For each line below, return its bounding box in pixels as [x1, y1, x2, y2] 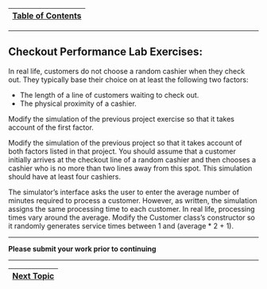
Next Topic [12, 270, 55, 281]
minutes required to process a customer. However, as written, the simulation [8, 195, 257, 205]
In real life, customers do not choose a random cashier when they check [8, 66, 245, 76]
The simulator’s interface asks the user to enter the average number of [8, 187, 240, 197]
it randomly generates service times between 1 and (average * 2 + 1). [8, 221, 234, 230]
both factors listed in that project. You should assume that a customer [8, 146, 237, 156]
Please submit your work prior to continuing [8, 244, 157, 253]
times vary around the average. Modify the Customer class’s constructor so [8, 213, 256, 222]
